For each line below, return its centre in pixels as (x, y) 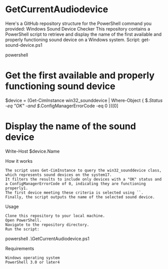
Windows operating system (32, 258)
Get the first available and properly (80, 76)
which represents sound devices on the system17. (59, 175)
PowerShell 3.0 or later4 (32, 262)
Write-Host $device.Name (32, 151)
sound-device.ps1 (24, 45)
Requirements (20, 248)
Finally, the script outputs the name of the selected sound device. (80, 197)
